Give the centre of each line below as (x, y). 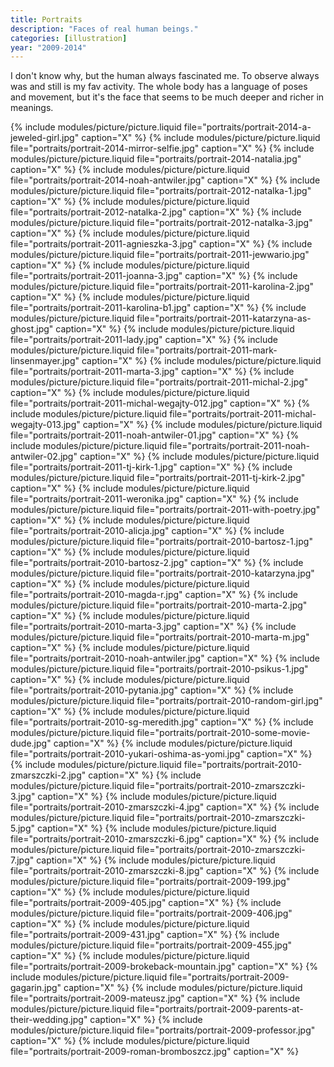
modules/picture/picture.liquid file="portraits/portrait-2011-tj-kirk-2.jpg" (158, 478)
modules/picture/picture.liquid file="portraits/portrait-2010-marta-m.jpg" (160, 637)
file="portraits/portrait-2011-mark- (207, 350)
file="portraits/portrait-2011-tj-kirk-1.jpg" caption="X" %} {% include (151, 467)
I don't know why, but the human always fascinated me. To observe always (165, 76)
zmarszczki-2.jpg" (48, 775)
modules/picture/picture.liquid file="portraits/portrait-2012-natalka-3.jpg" (161, 223)
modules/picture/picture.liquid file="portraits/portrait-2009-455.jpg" (151, 945)
